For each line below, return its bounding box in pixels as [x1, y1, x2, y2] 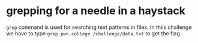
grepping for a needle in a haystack [6, 4, 186, 18]
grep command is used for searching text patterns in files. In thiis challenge [6, 24, 192, 31]
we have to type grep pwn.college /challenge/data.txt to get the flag [6, 29, 180, 37]
